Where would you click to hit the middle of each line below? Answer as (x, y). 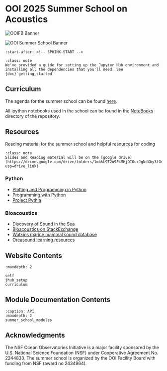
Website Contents (34, 255)
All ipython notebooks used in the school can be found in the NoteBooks (79, 111)
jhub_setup (16, 280)
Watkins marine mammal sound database (55, 235)
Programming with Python (39, 195)
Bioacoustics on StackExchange (45, 229)
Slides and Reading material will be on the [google (61, 157)
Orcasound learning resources (43, 240)
